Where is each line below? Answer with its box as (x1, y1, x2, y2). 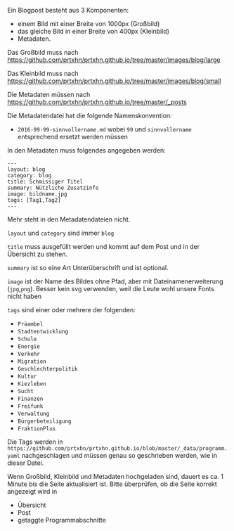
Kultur (17, 373, 37, 380)
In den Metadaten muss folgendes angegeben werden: (7, 146, 167, 154)
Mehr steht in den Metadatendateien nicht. (7, 215, 131, 224)
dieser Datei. (7, 459, 44, 467)
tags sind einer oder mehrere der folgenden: (7, 306, 136, 314)
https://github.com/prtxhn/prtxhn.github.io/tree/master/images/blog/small (7, 77, 221, 85)
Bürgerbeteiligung (17, 418, 72, 425)
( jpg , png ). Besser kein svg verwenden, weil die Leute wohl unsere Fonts (7, 285, 214, 293)
